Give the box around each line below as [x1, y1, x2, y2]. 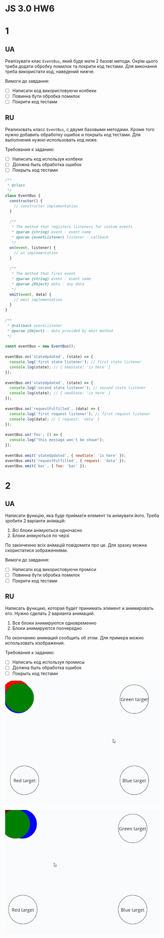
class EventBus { [5, 193, 41, 198]
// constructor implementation [14, 203, 78, 208]
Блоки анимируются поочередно [12, 625, 82, 631]
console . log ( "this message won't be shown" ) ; [9, 437, 105, 442]
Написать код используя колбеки [12, 156, 83, 162]
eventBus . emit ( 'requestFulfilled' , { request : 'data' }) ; [5, 458, 126, 463]
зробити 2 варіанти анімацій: [5, 518, 66, 524]
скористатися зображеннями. [5, 547, 68, 553]
